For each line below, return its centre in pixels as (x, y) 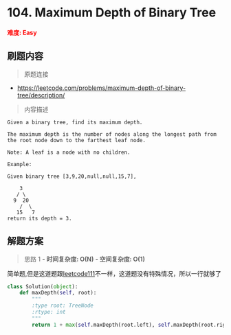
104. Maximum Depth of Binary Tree (112, 13)
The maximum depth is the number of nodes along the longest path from (112, 134)
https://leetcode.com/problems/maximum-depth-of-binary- (101, 88)
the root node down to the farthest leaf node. (77, 140)
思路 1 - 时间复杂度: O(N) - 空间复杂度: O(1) (85, 259)
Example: (20, 164)
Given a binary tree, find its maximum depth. (75, 122)
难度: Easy (22, 32)
